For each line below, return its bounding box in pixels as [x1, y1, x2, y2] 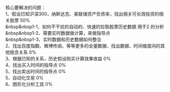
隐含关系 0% [9, 49, 37, 55]
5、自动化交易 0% [5, 75, 44, 81]
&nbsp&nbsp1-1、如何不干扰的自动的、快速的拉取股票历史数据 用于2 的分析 [5, 24, 164, 30]
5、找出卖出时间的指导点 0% [5, 68, 66, 74]
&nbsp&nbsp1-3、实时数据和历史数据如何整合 [5, 36, 101, 42]
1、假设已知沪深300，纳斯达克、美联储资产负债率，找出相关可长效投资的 [5, 11, 160, 17]
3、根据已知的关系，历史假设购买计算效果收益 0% [5, 56, 111, 61]
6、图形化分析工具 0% [5, 81, 53, 87]
